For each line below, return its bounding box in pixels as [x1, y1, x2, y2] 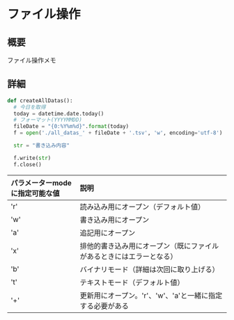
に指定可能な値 [10, 189, 61, 198]
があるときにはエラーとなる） [79, 251, 178, 261]
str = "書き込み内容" [13, 142, 70, 150]
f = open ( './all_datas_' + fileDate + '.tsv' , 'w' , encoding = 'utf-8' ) [13, 129, 223, 136]
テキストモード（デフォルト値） [79, 278, 185, 287]
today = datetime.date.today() [13, 110, 104, 117]
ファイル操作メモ [7, 56, 56, 64]
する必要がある [79, 301, 129, 310]
